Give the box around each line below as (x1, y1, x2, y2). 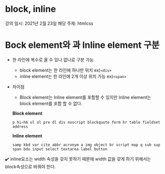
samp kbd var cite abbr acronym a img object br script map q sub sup (12, 142, 161, 147)
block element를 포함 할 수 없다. (19, 100, 83, 106)
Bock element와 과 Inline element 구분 (5, 39, 160, 51)
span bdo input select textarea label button (12, 146, 107, 151)
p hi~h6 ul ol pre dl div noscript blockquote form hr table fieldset (12, 120, 161, 125)
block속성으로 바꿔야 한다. (5, 164, 56, 170)
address (12, 124, 28, 129)
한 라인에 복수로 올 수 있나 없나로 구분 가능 (12, 57, 94, 63)
